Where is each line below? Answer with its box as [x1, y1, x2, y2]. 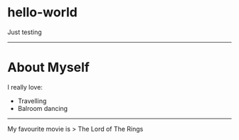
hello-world [7, 4, 78, 21]
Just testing [7, 28, 42, 36]
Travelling [17, 97, 47, 105]
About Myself [7, 60, 90, 75]
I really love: [7, 82, 43, 91]
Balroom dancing [17, 104, 68, 112]
